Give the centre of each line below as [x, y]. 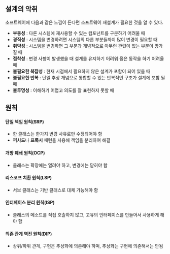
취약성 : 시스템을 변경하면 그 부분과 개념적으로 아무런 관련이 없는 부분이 [83, 46]
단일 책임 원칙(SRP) [25, 121]
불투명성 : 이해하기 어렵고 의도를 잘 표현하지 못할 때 [63, 90]
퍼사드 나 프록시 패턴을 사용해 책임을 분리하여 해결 [61, 140]
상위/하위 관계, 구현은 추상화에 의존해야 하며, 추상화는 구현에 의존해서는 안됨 [88, 246]
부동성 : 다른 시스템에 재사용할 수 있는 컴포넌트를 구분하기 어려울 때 [79, 33]
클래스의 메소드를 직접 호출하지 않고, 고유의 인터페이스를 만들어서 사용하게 [86, 215]
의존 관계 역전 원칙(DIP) [29, 234]
